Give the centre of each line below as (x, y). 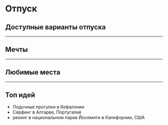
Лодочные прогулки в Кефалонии (48, 107)
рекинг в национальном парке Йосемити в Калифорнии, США (78, 118)
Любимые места (33, 72)
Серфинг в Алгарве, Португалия (47, 112)
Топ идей (20, 95)
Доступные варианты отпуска (55, 27)
